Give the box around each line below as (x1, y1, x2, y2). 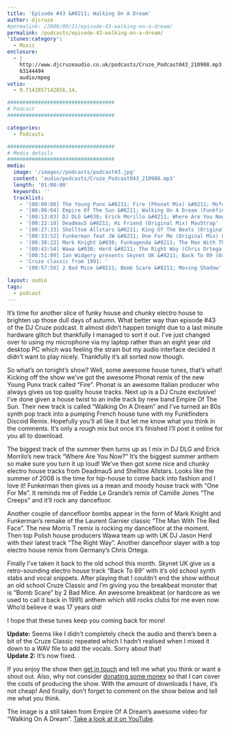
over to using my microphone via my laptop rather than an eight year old (7, 338, 211, 346)
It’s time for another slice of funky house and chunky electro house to (7, 309, 203, 317)
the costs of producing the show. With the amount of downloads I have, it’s (7, 679, 218, 687)
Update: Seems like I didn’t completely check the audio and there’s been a (7, 630, 217, 638)
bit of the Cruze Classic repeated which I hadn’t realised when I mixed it (7, 637, 210, 645)
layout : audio (7, 277, 48, 284)
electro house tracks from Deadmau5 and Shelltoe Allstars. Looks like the (7, 467, 214, 475)
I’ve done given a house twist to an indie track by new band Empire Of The (7, 395, 218, 403)
